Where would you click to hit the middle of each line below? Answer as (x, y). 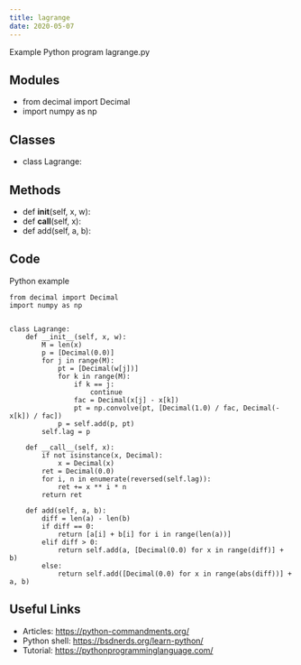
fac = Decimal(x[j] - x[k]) (126, 400)
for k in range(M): (94, 376)
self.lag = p (66, 431)
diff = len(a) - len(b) (86, 518)
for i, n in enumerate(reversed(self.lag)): (127, 479)
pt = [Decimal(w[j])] (98, 368)
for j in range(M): (78, 360)
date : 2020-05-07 (42, 26)
